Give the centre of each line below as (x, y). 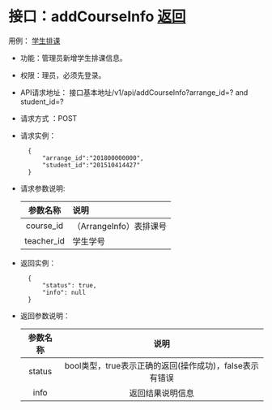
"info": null (64, 292)
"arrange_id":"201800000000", (93, 158)
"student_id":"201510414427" (91, 165)
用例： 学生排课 (34, 41)
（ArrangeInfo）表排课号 (120, 226)
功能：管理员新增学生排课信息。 (73, 58)
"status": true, (69, 285)
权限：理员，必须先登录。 (63, 75)
